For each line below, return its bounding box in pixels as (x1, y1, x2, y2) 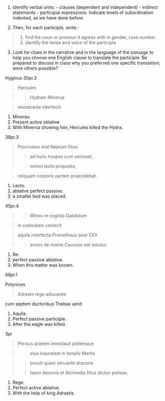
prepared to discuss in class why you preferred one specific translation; (12, 60, 161, 66)
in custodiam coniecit (17, 222, 62, 228)
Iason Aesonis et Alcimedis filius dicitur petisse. (29, 370, 128, 375)
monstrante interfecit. (17, 104, 62, 110)
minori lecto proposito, (29, 163, 76, 169)
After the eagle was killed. (12, 321, 66, 327)
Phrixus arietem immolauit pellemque (17, 340, 94, 346)
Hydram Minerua (29, 95, 65, 100)
